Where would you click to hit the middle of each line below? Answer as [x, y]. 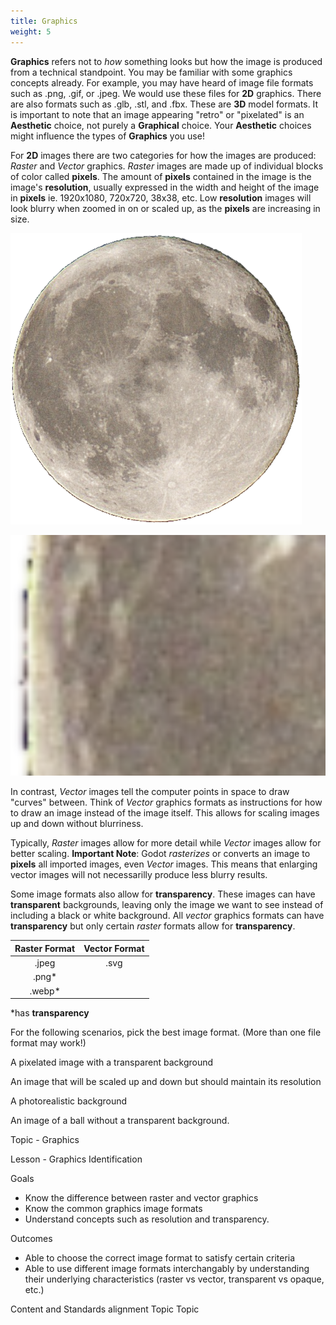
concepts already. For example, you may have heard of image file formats [162, 82]
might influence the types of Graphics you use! [107, 136]
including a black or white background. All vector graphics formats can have [167, 916]
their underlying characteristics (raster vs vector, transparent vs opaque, [174, 1279]
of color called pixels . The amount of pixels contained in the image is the [161, 176]
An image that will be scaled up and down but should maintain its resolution [166, 1082]
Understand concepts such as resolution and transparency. [147, 1219]
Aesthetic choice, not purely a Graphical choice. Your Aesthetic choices [161, 125]
